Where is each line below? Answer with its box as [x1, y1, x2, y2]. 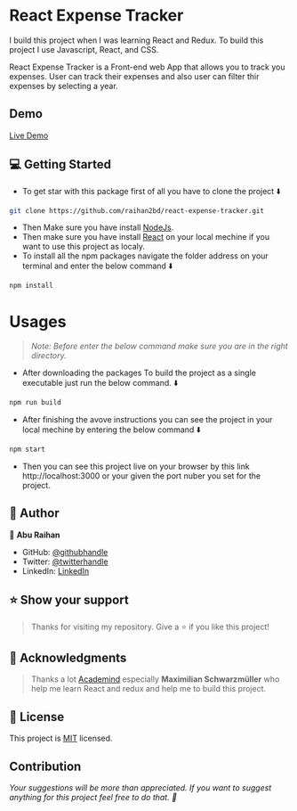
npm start [9, 445, 46, 455]
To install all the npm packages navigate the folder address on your [21, 250, 269, 261]
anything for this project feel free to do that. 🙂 [9, 792, 178, 803]
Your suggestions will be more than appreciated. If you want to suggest [9, 782, 272, 793]
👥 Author [9, 505, 60, 521]
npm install [9, 282, 53, 291]
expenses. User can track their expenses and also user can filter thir [9, 70, 260, 81]
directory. [30, 350, 67, 361]
